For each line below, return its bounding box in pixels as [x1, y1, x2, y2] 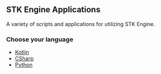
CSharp [14, 55, 34, 62]
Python [14, 62, 33, 69]
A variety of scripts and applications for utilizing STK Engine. [6, 20, 156, 27]
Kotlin [14, 49, 29, 56]
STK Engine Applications [6, 5, 101, 15]
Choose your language [6, 35, 73, 43]
